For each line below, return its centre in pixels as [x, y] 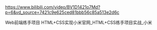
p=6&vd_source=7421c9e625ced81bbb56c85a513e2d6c [62, 12]
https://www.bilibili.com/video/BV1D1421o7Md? [53, 7]
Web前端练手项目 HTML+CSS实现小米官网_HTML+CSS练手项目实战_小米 [79, 22]
